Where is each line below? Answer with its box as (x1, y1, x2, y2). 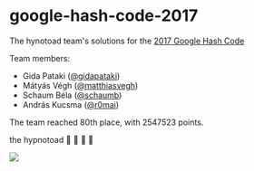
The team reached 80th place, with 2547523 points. (9, 117, 204, 128)
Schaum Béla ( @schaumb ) (22, 90, 122, 100)
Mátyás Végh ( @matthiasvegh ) (22, 80, 139, 90)
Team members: (9, 52, 71, 63)
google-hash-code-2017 (9, 5, 199, 26)
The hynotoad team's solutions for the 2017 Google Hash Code (9, 35, 245, 46)
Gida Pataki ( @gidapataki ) (22, 70, 121, 81)
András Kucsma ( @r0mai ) (22, 99, 120, 109)
